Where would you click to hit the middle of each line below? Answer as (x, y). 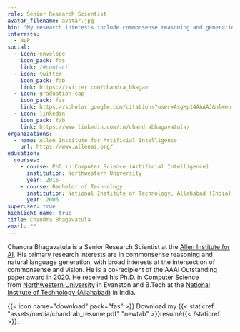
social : (19, 47)
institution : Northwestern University (84, 173)
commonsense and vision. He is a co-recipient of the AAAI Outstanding (112, 269)
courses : (27, 160)
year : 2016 (42, 180)
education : (24, 154)
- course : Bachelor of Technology (71, 186)
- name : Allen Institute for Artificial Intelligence (95, 140)
